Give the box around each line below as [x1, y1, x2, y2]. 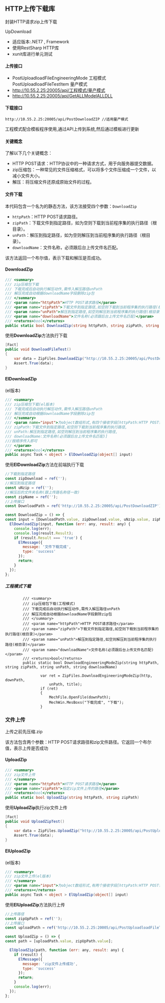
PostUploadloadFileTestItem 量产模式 [12, 81, 87, 87]
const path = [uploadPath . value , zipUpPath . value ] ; [5, 939, 113, 944]
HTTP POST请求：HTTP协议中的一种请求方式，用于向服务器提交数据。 [12, 160, 156, 166]
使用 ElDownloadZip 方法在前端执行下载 [5, 462, 84, 468]
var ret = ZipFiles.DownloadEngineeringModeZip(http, [40, 673, 153, 678]
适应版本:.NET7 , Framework [12, 38, 70, 44]
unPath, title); [49, 682, 82, 687]
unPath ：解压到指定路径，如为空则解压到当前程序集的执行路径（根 [12, 232, 146, 238]
